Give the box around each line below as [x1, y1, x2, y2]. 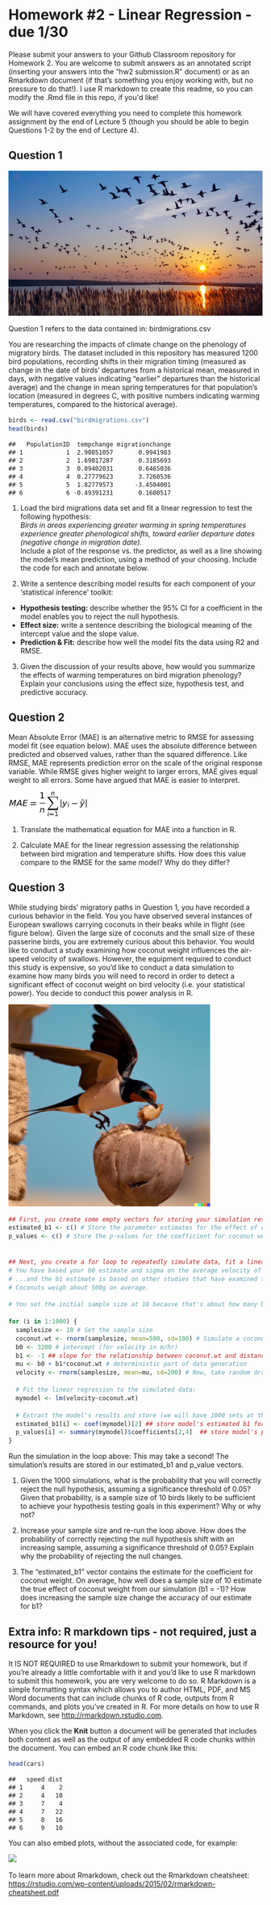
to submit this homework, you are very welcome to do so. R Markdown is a [8, 1676, 256, 1685]
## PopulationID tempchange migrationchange [8, 440, 172, 448]
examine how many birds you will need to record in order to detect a [8, 971, 236, 981]
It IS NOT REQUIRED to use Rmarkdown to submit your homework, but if [8, 1659, 248, 1668]
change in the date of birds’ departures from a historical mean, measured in [8, 365, 260, 375]
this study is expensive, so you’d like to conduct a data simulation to [8, 962, 235, 972]
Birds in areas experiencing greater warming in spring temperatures [19, 519, 247, 530]
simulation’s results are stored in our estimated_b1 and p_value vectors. [8, 1460, 244, 1470]
